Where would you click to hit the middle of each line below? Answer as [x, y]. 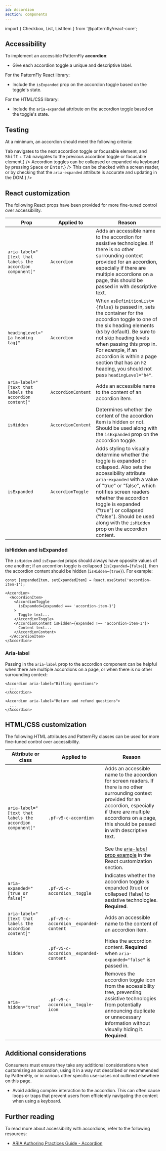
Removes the [120, 974]
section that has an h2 [121, 363]
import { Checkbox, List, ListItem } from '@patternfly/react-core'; [71, 28]
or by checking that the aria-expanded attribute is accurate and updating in [81, 172]
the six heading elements [125, 325]
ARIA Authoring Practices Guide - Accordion [57, 1143]
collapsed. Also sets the [124, 467]
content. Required [126, 947]
